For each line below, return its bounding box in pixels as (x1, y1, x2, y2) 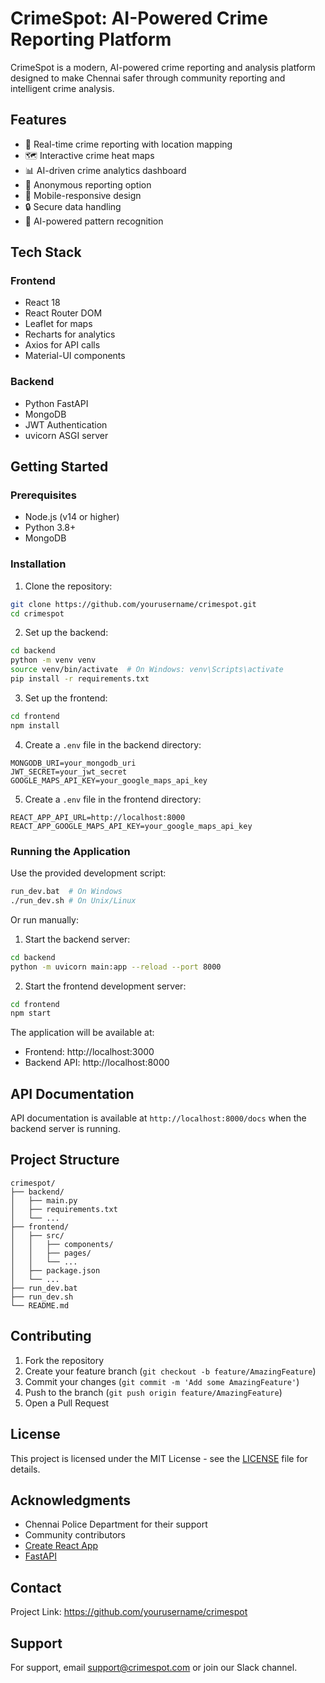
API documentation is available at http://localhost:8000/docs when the (10, 1112, 307, 1124)
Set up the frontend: (24, 692, 108, 704)
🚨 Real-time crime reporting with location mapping (24, 138, 233, 150)
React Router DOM (24, 307, 103, 319)
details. (10, 1463, 41, 1475)
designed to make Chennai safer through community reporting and (10, 72, 286, 84)
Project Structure (10, 1152, 120, 1169)
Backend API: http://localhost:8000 (24, 1057, 170, 1069)
